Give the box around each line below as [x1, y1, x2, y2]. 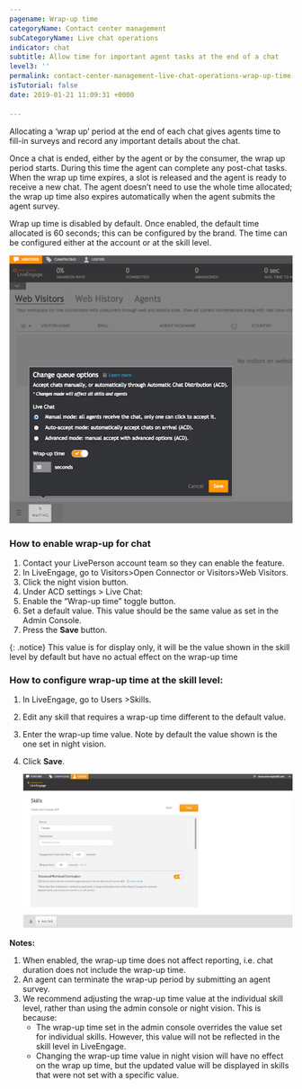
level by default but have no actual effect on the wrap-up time [9, 651, 238, 662]
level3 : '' [9, 62, 50, 71]
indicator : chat [9, 43, 70, 52]
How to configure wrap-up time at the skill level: [9, 674, 224, 686]
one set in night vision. [22, 738, 107, 750]
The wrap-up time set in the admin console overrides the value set [35, 1022, 283, 1032]
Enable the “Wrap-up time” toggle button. [22, 595, 177, 606]
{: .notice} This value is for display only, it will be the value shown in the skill [9, 641, 290, 652]
